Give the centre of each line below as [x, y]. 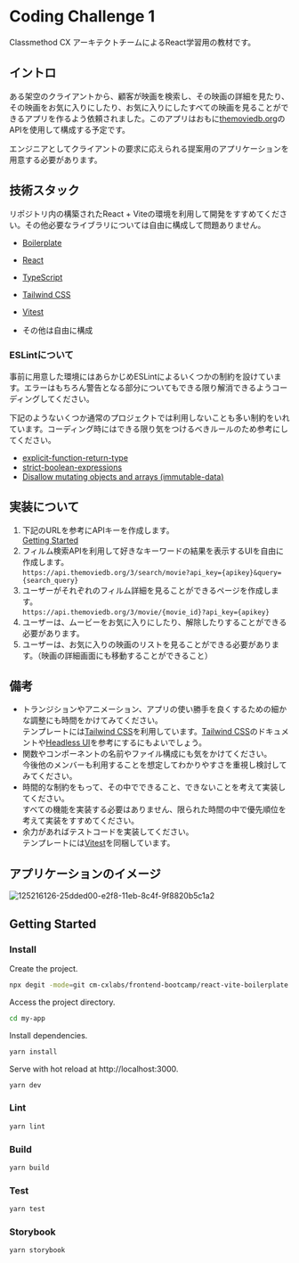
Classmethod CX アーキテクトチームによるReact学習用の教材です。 [133, 42]
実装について [44, 507]
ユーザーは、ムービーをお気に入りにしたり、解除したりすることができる [154, 622]
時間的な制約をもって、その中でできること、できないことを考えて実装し [154, 787]
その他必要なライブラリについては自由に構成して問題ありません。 [145, 225]
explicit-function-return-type [75, 457]
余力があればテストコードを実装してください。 [108, 832]
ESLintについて [41, 356]
